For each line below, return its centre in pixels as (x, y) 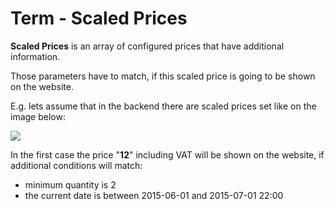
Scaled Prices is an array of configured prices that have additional (147, 46)
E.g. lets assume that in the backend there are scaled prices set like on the (163, 106)
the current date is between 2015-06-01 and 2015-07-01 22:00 (154, 195)
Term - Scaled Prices (99, 18)
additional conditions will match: (76, 165)
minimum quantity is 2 (70, 184)
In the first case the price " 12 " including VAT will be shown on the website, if (167, 154)
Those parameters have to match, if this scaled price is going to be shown (163, 76)
